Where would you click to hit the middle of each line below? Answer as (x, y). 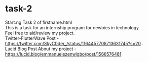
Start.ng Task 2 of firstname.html (39, 22)
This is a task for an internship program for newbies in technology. (73, 27)
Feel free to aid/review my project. (40, 33)
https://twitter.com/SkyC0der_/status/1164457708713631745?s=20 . (74, 43)
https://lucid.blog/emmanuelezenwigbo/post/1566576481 (63, 54)
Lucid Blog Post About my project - (41, 49)
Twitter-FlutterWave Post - (32, 38)
